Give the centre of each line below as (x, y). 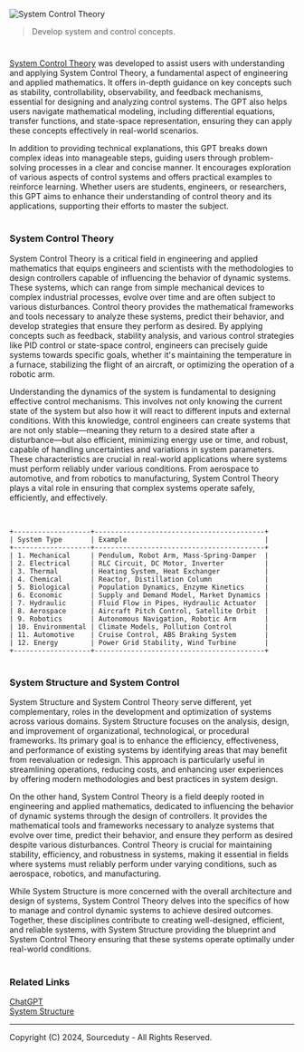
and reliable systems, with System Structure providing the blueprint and (143, 930)
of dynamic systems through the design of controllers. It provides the (138, 816)
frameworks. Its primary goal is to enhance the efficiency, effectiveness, (144, 741)
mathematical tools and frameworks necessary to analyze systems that (142, 825)
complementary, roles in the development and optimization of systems (141, 712)
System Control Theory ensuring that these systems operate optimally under (152, 940)
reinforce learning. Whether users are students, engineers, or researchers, (148, 187)
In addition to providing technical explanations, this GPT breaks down (138, 149)
